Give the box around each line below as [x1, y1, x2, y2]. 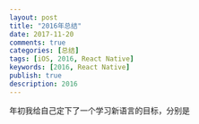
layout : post [9, 12, 58, 22]
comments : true [9, 37, 66, 47]
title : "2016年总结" [9, 21, 82, 30]
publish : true [9, 71, 63, 80]
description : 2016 [9, 79, 78, 88]
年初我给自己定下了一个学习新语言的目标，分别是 [9, 104, 190, 116]
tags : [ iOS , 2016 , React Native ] [9, 54, 134, 63]
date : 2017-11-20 [9, 29, 74, 38]
